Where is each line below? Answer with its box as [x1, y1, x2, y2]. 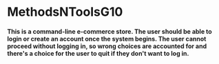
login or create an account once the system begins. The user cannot [7, 34, 207, 43]
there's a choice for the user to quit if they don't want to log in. [7, 49, 189, 57]
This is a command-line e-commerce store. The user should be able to [7, 27, 212, 35]
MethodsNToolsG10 [7, 4, 123, 20]
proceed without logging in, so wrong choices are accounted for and [7, 42, 207, 50]
